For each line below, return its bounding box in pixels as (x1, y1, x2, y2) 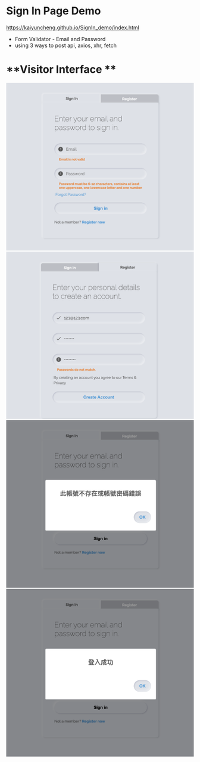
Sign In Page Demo (6, 4, 101, 18)
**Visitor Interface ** (6, 63, 117, 76)
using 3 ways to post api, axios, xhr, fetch (14, 42, 117, 49)
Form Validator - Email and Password (14, 35, 106, 42)
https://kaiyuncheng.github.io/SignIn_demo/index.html (6, 24, 140, 31)
